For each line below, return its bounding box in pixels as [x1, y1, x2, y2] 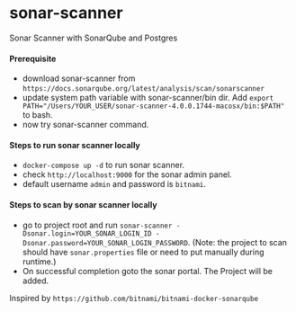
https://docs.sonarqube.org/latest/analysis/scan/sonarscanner [22, 85, 265, 94]
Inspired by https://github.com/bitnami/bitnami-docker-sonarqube [9, 292, 259, 303]
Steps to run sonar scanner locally [9, 139, 141, 150]
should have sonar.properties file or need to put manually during [22, 246, 265, 257]
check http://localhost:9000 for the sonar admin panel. [22, 169, 232, 180]
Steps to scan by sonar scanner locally [9, 199, 157, 209]
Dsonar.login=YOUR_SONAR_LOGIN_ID [22, 228, 152, 238]
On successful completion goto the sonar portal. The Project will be [22, 265, 273, 276]
